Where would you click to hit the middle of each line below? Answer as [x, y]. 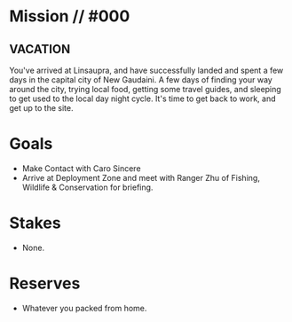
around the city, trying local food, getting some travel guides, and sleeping [145, 89]
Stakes [35, 223]
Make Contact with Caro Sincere [81, 168]
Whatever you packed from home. [84, 308]
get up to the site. [41, 108]
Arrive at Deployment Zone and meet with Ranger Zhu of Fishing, [141, 177]
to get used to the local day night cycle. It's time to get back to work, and [142, 98]
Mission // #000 [70, 16]
